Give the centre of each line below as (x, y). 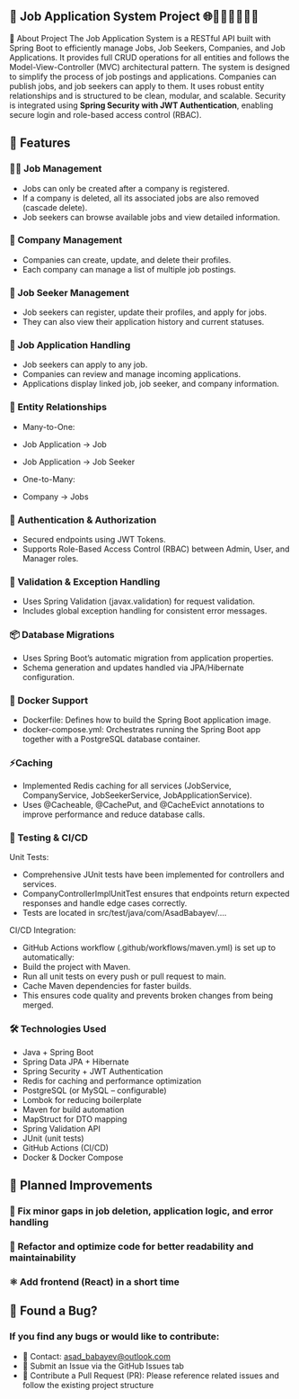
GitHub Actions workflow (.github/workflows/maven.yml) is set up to (149, 948)
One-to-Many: (49, 479)
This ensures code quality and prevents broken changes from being (148, 996)
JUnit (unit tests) (53, 1138)
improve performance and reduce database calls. (114, 814)
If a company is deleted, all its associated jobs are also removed (141, 198)
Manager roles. (50, 558)
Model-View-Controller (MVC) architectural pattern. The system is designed (149, 67)
